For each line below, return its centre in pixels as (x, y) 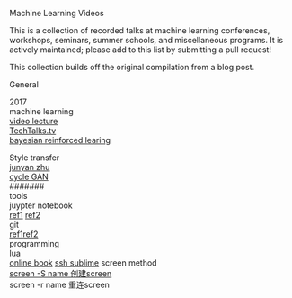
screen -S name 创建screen (61, 273)
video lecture (34, 121)
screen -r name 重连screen (60, 284)
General (24, 84)
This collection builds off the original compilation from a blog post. (132, 67)
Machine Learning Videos (57, 13)
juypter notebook (41, 205)
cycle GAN (29, 176)
